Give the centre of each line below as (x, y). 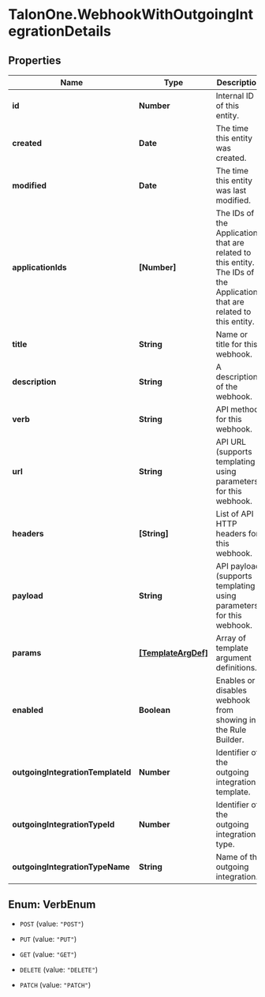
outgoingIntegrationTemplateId (72, 772)
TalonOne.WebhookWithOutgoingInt (131, 15)
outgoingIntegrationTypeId (63, 824)
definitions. (237, 668)
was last (231, 190)
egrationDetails (60, 31)
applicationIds (39, 267)
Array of (231, 638)
